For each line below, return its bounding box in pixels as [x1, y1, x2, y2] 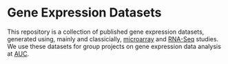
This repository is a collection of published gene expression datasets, [7, 28, 205, 36]
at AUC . [7, 50, 30, 58]
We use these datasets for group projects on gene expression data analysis [7, 42, 222, 50]
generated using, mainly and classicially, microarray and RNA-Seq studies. [7, 34, 219, 43]
